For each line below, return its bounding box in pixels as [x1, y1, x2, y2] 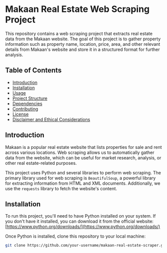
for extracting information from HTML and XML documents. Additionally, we [5, 180, 161, 186]
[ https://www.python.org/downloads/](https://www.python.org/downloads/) [5, 224, 161, 230]
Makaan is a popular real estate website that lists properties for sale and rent [5, 144, 162, 150]
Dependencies [12, 101, 43, 107]
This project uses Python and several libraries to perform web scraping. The [5, 169, 162, 175]
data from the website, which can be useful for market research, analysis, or [5, 154, 162, 160]
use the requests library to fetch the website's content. [5, 185, 117, 191]
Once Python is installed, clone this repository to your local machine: [5, 233, 146, 240]
